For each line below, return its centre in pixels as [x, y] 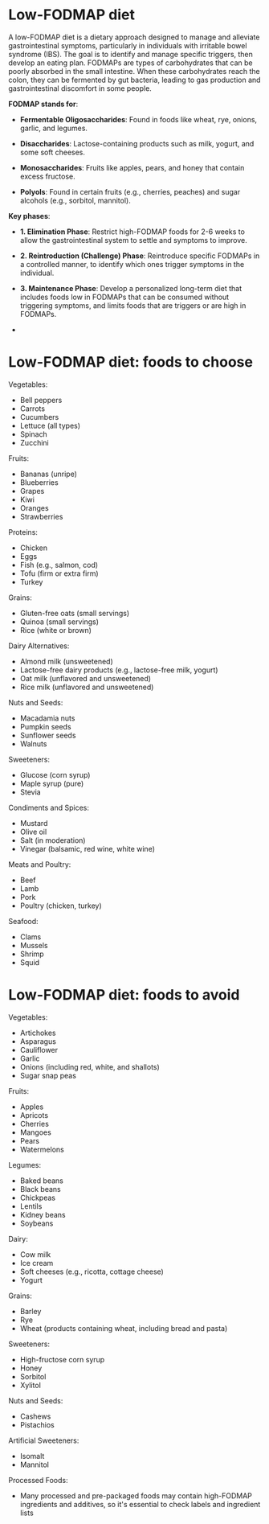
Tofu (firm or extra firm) [59, 573]
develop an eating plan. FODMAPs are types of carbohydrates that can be [130, 63]
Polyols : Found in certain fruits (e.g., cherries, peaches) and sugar [130, 191]
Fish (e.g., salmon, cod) [59, 565]
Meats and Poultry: [40, 864]
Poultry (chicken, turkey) [61, 906]
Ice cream [37, 1263]
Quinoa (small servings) [59, 622]
